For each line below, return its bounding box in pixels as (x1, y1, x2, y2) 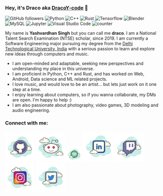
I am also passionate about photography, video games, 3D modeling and (12, 102, 159, 108)
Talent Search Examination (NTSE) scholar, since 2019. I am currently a (5, 35, 148, 41)
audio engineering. (12, 107, 50, 113)
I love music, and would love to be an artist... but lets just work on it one (12, 81, 157, 87)
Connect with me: (5, 120, 48, 126)
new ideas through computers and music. (5, 51, 89, 57)
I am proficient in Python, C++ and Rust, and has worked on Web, (12, 71, 144, 77)
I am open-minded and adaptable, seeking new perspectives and (12, 61, 143, 67)
